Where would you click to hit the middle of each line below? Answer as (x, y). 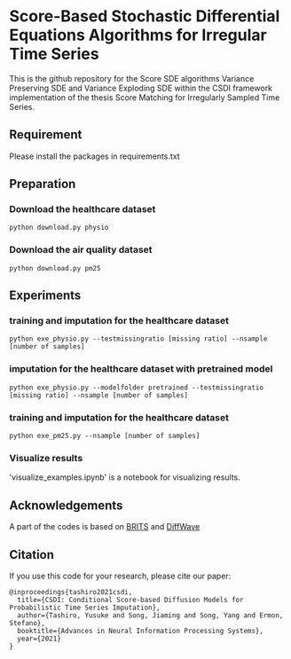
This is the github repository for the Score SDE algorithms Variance (132, 78)
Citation (32, 555)
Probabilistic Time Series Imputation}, (85, 608)
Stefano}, (28, 623)
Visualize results (46, 458)
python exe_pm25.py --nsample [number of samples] (105, 436)
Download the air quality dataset (81, 250)
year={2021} (39, 639)
